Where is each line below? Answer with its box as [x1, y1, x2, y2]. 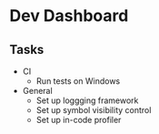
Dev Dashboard [9, 5, 129, 26]
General [22, 86, 53, 96]
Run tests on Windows [35, 76, 121, 87]
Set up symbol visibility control [35, 105, 152, 115]
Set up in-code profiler [35, 115, 122, 125]
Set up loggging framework [35, 95, 139, 106]
